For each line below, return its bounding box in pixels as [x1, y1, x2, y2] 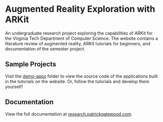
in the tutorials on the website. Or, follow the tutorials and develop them [5, 78, 150, 84]
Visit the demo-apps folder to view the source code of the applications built [5, 73, 158, 79]
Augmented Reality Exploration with [5, 3, 156, 15]
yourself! [5, 84, 23, 90]
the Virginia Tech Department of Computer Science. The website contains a [5, 35, 158, 41]
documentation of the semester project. [5, 46, 85, 52]
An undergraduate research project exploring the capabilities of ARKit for [5, 30, 153, 36]
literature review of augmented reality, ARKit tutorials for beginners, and [5, 40, 151, 46]
